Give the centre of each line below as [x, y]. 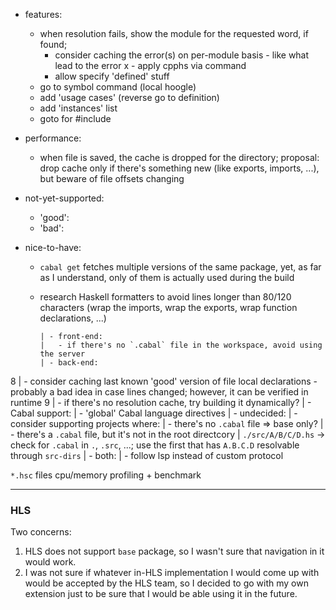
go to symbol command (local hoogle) [118, 87]
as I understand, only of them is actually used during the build [167, 277]
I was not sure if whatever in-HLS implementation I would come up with [172, 573]
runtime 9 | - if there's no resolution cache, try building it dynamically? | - [161, 402]
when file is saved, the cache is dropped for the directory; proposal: [179, 157]
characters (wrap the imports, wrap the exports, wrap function [168, 307]
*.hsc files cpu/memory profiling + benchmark [106, 475]
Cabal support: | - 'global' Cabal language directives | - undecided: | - [154, 413]
